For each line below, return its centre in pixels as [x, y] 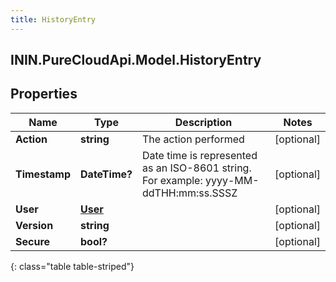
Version [34, 225]
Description [203, 122]
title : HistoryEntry [53, 19]
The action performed [193, 139]
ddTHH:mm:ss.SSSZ [189, 193]
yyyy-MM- [232, 180]
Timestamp [43, 174]
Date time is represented [199, 155]
